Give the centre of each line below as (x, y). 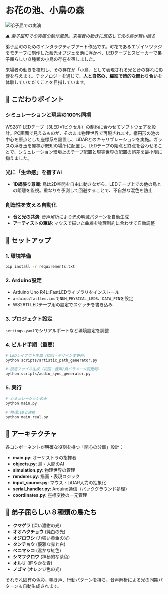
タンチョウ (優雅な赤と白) (39, 544)
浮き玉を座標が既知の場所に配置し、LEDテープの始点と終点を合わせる (86, 145)
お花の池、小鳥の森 (45, 10)
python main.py (21, 403)
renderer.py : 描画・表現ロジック (46, 476)
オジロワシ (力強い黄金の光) (41, 538)
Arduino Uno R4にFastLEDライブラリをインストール (66, 292)
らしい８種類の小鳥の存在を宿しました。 (56, 59)
